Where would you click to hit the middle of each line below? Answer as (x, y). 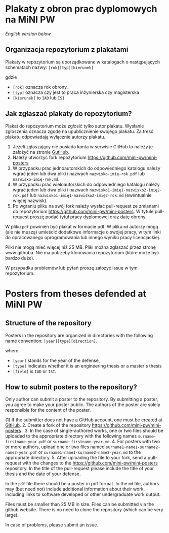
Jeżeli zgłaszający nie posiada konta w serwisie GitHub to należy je (83, 146)
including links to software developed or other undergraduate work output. (83, 494)
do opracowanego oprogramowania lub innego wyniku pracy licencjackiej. (83, 237)
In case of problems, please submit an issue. (52, 525)
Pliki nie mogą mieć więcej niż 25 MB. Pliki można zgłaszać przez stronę (80, 247)
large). (12, 515)
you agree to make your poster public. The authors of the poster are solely (83, 405)
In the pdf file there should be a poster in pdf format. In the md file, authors (82, 484)
